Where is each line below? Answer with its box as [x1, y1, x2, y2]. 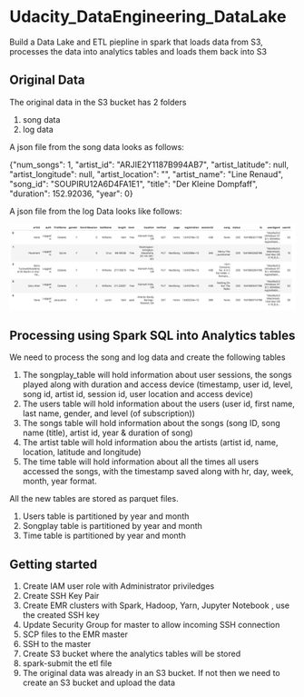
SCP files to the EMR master [22, 629, 129, 640]
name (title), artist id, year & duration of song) [22, 427, 193, 438]
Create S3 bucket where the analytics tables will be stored [22, 648, 241, 659]
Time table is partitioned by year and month [22, 530, 186, 542]
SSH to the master [22, 638, 92, 649]
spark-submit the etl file [22, 657, 113, 669]
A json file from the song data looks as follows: [9, 141, 184, 152]
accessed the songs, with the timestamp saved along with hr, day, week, [22, 466, 294, 477]
